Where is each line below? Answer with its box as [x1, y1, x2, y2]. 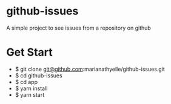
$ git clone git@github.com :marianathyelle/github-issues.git [15, 65, 165, 73]
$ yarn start [15, 91, 45, 98]
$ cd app [15, 78, 38, 85]
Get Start [6, 45, 53, 59]
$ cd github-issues [15, 71, 62, 79]
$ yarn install [15, 85, 48, 92]
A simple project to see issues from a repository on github [6, 24, 152, 31]
